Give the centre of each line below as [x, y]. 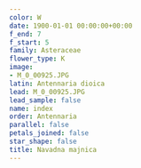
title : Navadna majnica [53, 149]
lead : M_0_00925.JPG [47, 92]
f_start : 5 [29, 42]
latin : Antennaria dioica [57, 84]
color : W [25, 17]
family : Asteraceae [45, 51]
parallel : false [39, 125]
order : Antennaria [43, 116]
